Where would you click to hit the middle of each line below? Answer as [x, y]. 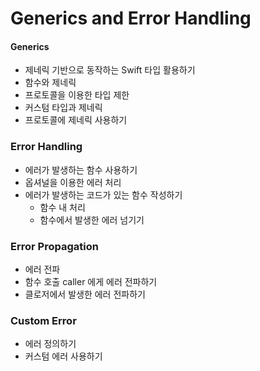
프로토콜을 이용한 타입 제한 [77, 95]
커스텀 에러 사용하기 [63, 356]
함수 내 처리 [62, 207]
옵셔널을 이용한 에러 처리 [73, 182]
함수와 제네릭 [50, 83]
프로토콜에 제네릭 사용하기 [76, 120]
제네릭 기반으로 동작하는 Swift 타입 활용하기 [110, 70]
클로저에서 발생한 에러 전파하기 [85, 294]
